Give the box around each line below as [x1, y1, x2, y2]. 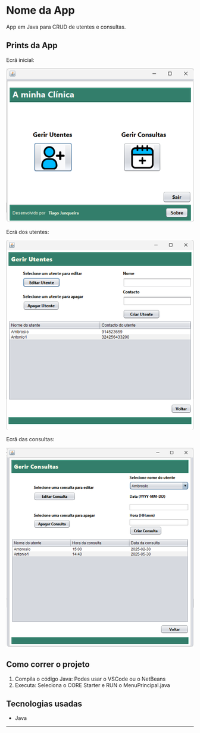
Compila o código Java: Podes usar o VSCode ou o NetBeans [14, 675, 166, 682]
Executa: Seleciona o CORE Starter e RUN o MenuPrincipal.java [14, 681, 171, 688]
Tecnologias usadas [6, 699, 82, 709]
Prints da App [6, 40, 58, 51]
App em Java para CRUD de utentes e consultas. [6, 23, 126, 30]
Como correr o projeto [6, 659, 90, 670]
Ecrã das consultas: [6, 435, 55, 442]
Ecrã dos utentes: [6, 229, 49, 236]
